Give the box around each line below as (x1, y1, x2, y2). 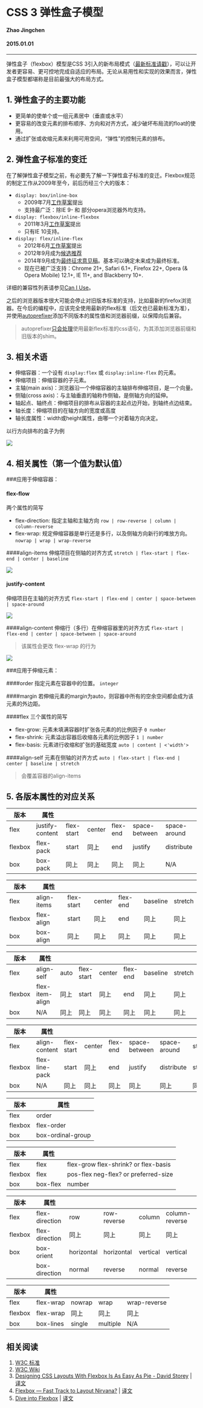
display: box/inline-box (14, 192, 78, 198)
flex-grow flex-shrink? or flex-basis (66, 1160, 171, 1169)
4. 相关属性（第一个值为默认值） (6, 458, 127, 469)
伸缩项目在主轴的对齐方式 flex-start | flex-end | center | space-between (6, 594, 196, 601)
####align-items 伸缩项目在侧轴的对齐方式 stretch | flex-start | (6, 549, 174, 557)
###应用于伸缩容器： (6, 476, 59, 483)
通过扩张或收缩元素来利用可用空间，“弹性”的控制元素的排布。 (14, 135, 169, 142)
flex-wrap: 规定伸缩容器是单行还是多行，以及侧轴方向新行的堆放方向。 (14, 530, 191, 537)
